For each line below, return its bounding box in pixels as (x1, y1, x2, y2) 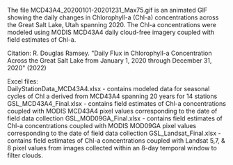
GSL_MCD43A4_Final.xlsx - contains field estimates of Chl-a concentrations (7, 100, 226, 107)
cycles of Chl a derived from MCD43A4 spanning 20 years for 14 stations (7, 92, 218, 100)
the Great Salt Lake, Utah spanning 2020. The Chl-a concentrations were (7, 21, 217, 29)
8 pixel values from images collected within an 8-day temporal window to (7, 144, 217, 152)
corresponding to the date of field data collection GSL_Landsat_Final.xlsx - (7, 129, 221, 137)
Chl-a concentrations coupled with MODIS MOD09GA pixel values (7, 122, 197, 129)
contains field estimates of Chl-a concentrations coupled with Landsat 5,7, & (7, 136, 226, 145)
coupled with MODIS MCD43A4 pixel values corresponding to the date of (7, 107, 218, 115)
